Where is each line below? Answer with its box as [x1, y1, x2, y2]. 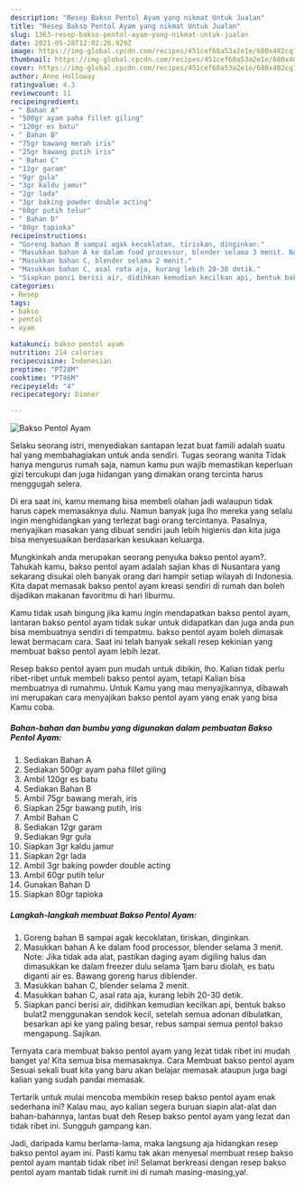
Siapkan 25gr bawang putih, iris [23, 803, 143, 814]
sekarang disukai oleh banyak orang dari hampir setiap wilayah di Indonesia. [10, 571, 294, 582]
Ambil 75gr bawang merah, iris [23, 793, 138, 804]
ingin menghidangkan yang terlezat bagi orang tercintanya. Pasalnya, [10, 515, 268, 526]
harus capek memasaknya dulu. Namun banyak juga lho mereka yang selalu [10, 506, 293, 517]
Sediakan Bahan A [23, 755, 92, 766]
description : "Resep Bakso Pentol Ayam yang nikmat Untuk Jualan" [10, 13, 265, 23]
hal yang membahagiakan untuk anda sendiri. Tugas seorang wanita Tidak [10, 450, 287, 461]
